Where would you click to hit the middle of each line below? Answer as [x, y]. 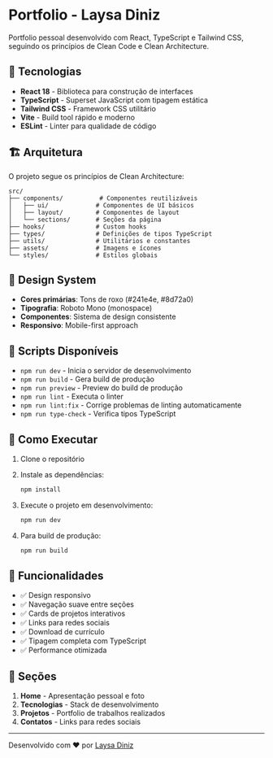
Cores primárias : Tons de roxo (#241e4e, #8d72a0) [107, 299]
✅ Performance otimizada [63, 650]
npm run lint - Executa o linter [71, 397]
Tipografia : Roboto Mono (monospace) [86, 308]
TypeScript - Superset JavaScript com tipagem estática [114, 100]
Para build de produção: [61, 535]
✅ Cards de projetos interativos [73, 614]
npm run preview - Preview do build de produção [101, 388]
